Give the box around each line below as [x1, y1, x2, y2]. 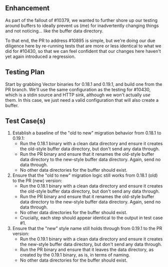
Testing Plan [5, 68, 45, 76]
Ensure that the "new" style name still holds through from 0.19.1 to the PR [12, 226, 162, 232]
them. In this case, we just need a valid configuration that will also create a [5, 97, 159, 103]
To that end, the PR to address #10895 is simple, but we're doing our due [5, 37, 155, 43]
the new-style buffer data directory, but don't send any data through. [19, 242, 162, 248]
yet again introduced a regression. [5, 53, 76, 59]
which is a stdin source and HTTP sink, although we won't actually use [5, 92, 151, 98]
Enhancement [5, 4, 50, 12]
